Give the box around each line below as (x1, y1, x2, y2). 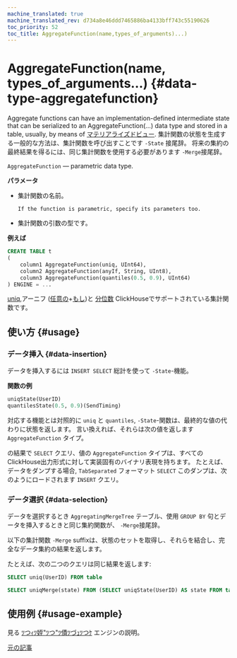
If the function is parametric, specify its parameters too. (17, 206, 202, 213)
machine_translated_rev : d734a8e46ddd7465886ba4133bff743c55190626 (7, 17, 210, 24)
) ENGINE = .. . (7, 281, 52, 288)
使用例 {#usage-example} (7, 608, 123, 620)
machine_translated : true (7, 10, 83, 18)
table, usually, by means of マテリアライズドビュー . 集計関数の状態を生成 (7, 130, 220, 139)
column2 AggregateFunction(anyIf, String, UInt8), (20, 267, 172, 275)
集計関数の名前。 (17, 192, 68, 200)
